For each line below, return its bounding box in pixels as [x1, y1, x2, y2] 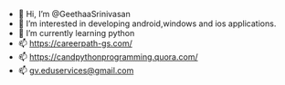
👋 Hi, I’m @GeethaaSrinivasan [17, 9, 131, 19]
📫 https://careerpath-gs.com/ [17, 38, 132, 49]
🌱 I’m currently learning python [17, 28, 135, 38]
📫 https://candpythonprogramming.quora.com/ [17, 52, 198, 62]
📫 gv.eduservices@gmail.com [17, 65, 134, 76]
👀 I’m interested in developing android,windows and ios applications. [17, 18, 277, 29]
